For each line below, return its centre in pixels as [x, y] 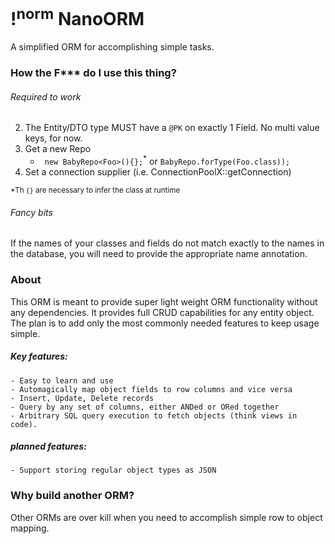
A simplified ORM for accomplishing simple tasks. [112, 47]
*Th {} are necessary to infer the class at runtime [95, 190]
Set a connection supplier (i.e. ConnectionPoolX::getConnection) [158, 172]
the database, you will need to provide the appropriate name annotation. [159, 254]
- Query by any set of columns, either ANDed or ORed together [145, 407]
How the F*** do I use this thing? [93, 73]
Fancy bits [31, 212]
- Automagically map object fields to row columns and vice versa [151, 389]
